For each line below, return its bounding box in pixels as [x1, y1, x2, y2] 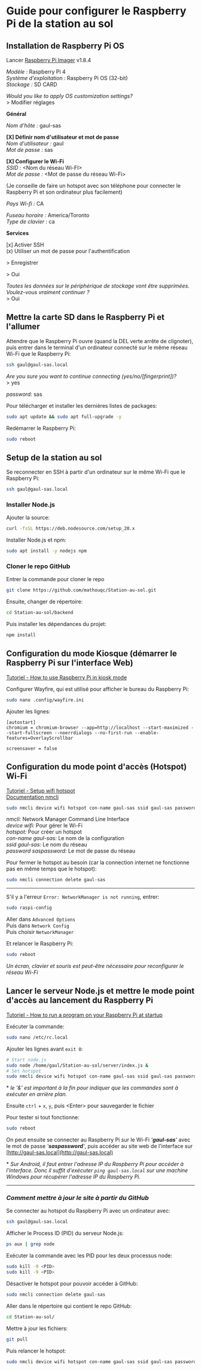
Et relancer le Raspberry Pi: [6, 940, 74, 947]
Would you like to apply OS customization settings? [6, 93, 133, 99]
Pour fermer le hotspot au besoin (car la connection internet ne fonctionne [6, 859, 190, 866]
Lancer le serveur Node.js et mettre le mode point [6, 986, 195, 996]
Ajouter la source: [6, 514, 50, 521]
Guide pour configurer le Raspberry [6, 4, 187, 18]
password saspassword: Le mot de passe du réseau [6, 847, 136, 854]
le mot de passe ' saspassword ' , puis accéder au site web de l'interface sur [6, 1143, 193, 1150]
